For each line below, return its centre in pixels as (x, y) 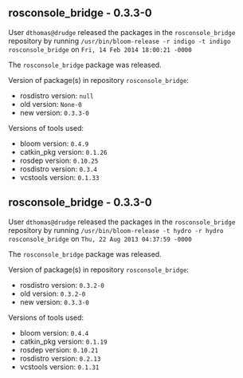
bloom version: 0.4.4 (54, 333)
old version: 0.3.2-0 (53, 293)
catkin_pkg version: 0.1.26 (63, 152)
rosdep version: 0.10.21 (59, 349)
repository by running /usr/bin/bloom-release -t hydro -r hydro (116, 230)
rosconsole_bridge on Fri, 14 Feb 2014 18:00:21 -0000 (100, 49)
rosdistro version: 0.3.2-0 (62, 285)
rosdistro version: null (57, 96)
